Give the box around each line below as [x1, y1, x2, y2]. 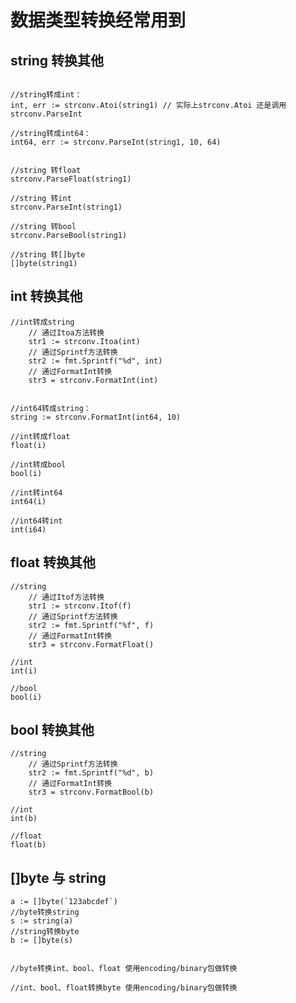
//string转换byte [10, 927, 80, 937]
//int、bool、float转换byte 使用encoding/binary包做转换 [10, 983, 238, 993]
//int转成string [10, 317, 75, 327]
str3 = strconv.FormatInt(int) [28, 375, 159, 385]
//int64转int [10, 516, 63, 526]
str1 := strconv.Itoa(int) [28, 336, 141, 346]
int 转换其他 [10, 288, 83, 305]
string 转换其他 [10, 52, 105, 69]
